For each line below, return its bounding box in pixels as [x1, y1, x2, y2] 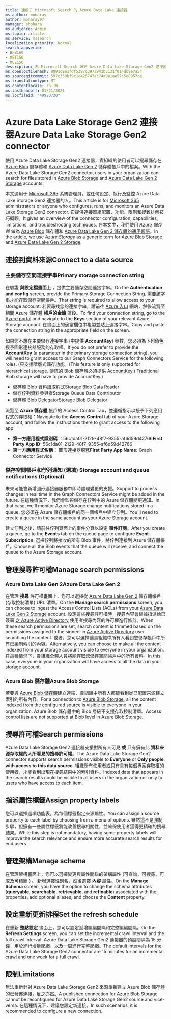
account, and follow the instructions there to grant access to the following [5, 419, 160, 426]
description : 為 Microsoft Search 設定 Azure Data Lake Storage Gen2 [5, 64, 154, 69]
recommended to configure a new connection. [5, 1008, 103, 1014]
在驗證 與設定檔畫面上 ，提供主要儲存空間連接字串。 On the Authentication [5, 285, 163, 290]
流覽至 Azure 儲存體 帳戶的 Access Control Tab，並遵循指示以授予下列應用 [5, 408, 163, 413]
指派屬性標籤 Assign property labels [5, 796, 120, 805]
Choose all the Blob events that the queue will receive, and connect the [14, 543, 164, 550]
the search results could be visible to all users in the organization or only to [5, 775, 163, 781]
